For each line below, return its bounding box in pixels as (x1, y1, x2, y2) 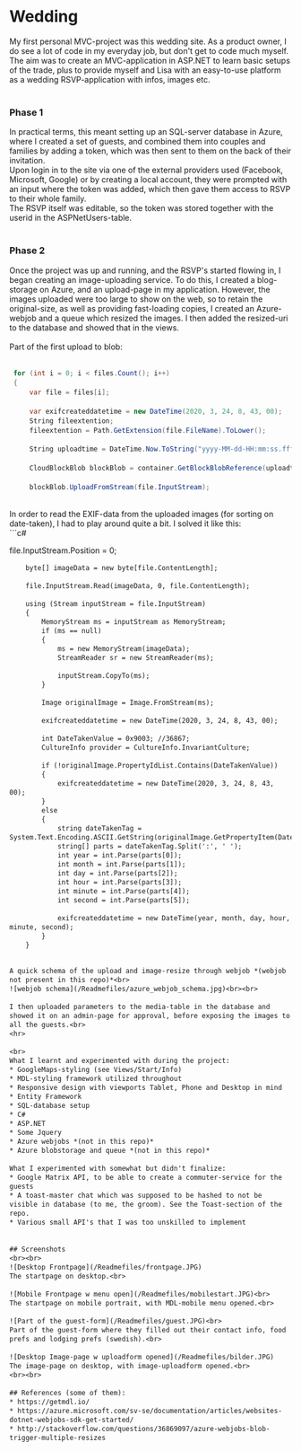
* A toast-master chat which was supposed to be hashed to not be (9, 1191, 262, 1200)
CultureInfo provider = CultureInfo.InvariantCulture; (41, 743, 251, 752)
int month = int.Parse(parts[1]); (56, 859, 186, 868)
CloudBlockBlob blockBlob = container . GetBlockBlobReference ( (29, 464, 267, 473)
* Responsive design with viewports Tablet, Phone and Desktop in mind (9, 1083, 282, 1092)
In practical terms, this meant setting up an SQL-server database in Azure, (9, 127, 284, 137)
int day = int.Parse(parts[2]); (56, 868, 178, 877)
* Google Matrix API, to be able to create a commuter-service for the (9, 1173, 282, 1182)
